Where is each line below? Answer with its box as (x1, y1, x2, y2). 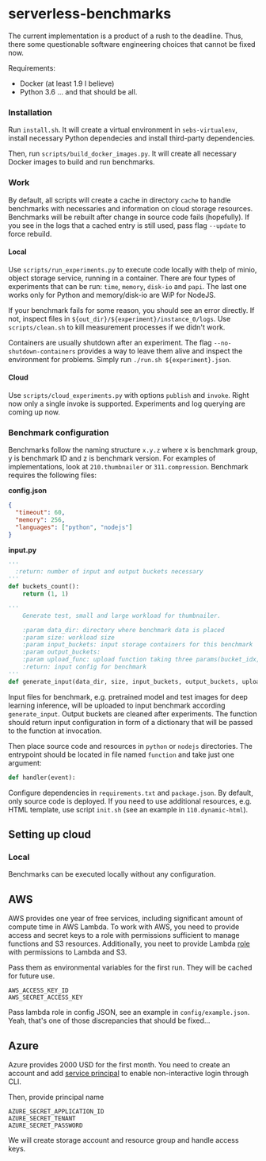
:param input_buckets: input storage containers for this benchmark (22, 641, 253, 649)
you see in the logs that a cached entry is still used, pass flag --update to (8, 220, 246, 230)
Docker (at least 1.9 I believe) (19, 79, 115, 88)
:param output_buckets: (22, 648, 101, 656)
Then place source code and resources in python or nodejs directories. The (8, 741, 253, 750)
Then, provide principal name (8, 1092, 104, 1101)
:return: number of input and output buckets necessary (15, 568, 203, 576)
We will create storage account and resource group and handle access (8, 1135, 239, 1144)
